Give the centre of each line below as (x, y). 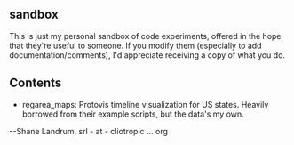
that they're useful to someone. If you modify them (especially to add (135, 45)
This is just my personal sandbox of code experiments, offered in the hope (145, 36)
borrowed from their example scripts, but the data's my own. (133, 114)
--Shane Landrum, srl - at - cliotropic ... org (89, 131)
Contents (36, 83)
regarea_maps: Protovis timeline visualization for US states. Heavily (145, 104)
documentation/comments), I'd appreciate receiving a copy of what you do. (147, 55)
